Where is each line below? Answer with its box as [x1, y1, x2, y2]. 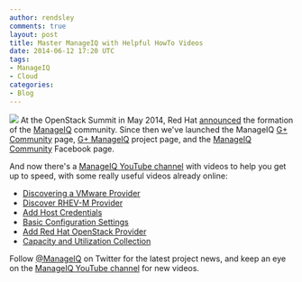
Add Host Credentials [22, 206, 103, 217]
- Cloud [9, 72, 39, 81]
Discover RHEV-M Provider [22, 197, 124, 208]
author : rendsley [9, 13, 75, 23]
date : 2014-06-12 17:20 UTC [9, 47, 115, 56]
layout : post [9, 30, 59, 39]
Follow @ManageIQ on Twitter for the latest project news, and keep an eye [9, 253, 287, 264]
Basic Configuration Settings [22, 216, 129, 227]
